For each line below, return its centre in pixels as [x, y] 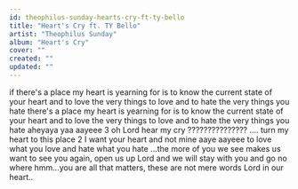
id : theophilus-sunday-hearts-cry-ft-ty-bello [97, 17]
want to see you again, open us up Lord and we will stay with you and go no [148, 158]
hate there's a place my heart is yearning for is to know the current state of [146, 111]
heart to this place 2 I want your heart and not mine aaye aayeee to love [141, 139]
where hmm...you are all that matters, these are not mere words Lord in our [147, 167]
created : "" [31, 59]
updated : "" [31, 67]
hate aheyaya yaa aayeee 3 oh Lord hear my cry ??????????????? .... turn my [149, 130]
